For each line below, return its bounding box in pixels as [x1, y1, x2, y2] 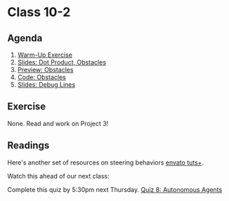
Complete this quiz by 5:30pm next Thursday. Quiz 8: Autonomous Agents [7, 185, 223, 193]
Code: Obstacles [17, 73, 67, 81]
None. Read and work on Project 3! [7, 119, 109, 127]
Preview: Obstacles [17, 66, 74, 74]
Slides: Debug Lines [17, 81, 76, 88]
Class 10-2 [7, 4, 71, 20]
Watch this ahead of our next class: [7, 172, 110, 180]
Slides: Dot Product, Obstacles [17, 58, 107, 67]
